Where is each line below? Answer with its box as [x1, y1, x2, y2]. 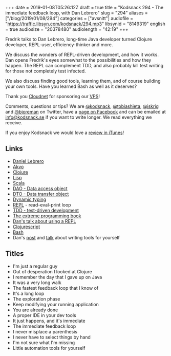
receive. [5, 120, 23, 125]
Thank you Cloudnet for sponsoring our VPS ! [5, 93, 100, 99]
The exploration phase [12, 295, 60, 302]
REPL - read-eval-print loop [12, 201, 71, 208]
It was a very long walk [12, 279, 61, 286]
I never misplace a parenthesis [12, 328, 78, 334]
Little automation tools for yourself [12, 345, 85, 351]
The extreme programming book [12, 213, 81, 219]
